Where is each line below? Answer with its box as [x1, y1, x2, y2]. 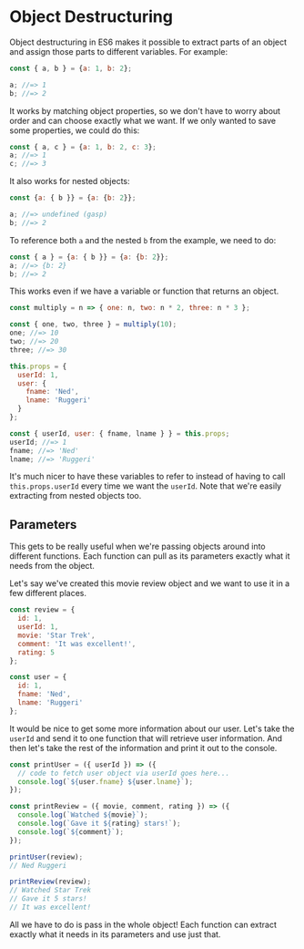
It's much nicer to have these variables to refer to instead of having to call [9, 471, 286, 482]
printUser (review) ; [9, 852, 84, 861]
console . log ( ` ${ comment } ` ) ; [17, 827, 125, 836]
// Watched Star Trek [9, 886, 92, 895]
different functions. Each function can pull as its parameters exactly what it [9, 551, 290, 562]
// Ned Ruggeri [9, 861, 67, 870]
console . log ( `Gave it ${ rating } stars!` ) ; [17, 819, 181, 828]
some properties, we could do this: [9, 125, 140, 136]
